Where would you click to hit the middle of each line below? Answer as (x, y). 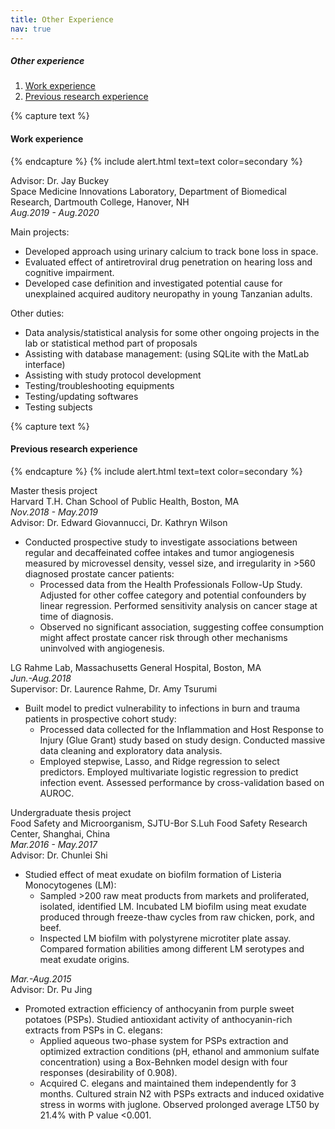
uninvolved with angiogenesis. (102, 648)
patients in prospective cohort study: (100, 718)
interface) (45, 364)
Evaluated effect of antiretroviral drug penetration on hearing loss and (168, 262)
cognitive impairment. (69, 272)
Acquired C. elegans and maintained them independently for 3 (168, 1083)
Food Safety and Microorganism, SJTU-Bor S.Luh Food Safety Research (159, 823)
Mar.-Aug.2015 (41, 978)
